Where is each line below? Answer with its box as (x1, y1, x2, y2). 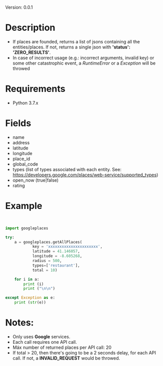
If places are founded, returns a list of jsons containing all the (12, 38, 140, 44)
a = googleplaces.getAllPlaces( (14, 239, 82, 244)
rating (12, 182, 25, 188)
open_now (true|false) (12, 177, 59, 183)
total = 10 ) (32, 268, 58, 273)
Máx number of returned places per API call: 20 (12, 344, 112, 350)
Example (5, 200, 42, 212)
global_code (12, 161, 38, 167)
